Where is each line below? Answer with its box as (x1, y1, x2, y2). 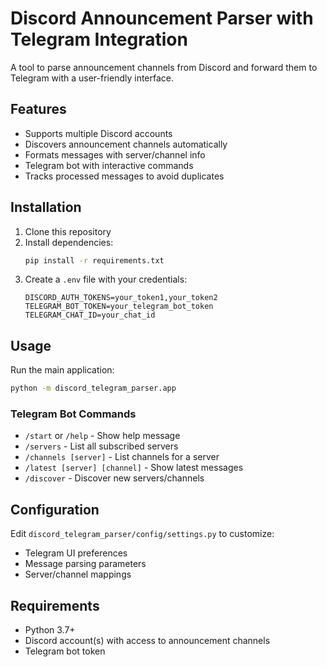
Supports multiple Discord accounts (24, 127, 173, 139)
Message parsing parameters (24, 558, 147, 570)
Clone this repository (24, 225, 112, 237)
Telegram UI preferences (24, 547, 128, 559)
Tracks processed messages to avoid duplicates (24, 170, 225, 182)
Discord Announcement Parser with (10, 7, 314, 30)
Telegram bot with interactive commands (24, 159, 194, 171)
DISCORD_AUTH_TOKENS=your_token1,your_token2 (24, 293, 218, 303)
